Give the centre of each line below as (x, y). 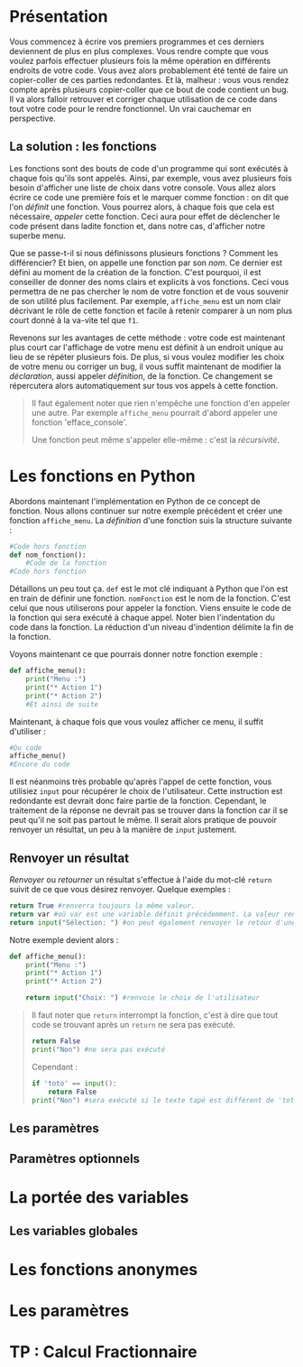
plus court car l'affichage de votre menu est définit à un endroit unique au (147, 347)
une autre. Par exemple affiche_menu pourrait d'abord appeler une (154, 412)
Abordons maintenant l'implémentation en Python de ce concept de (135, 501)
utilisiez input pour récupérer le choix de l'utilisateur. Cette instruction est (146, 791)
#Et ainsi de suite (62, 704)
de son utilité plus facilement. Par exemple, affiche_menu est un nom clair (145, 300)
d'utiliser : (28, 731)
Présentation (59, 17)
